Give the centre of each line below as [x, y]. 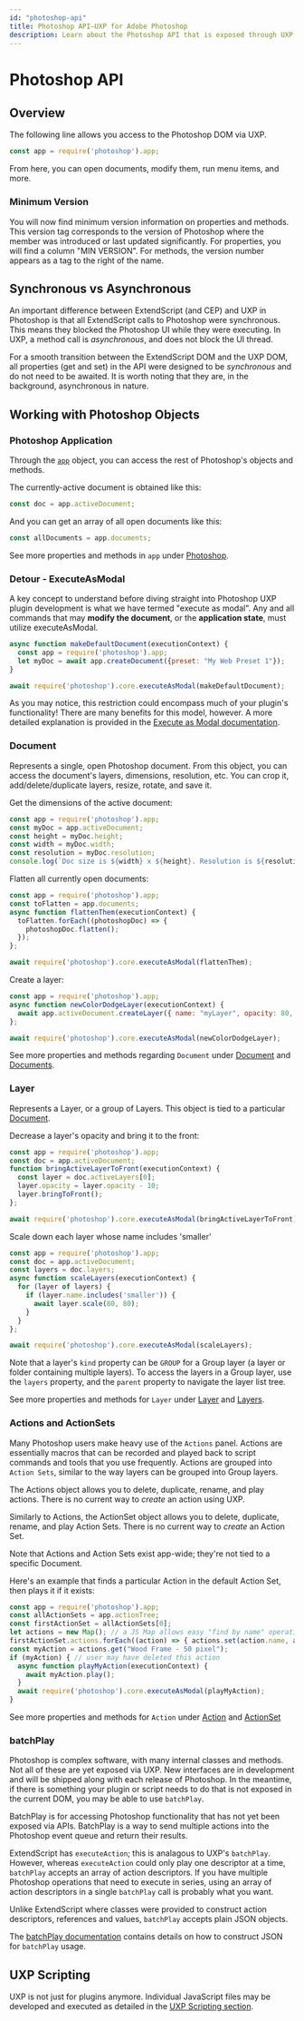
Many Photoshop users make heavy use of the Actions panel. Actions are [146, 1443]
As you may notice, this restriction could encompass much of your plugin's [149, 703]
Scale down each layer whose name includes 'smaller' [110, 1236]
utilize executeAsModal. [54, 628]
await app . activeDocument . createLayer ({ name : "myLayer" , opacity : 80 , [156, 1013]
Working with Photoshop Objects [105, 414]
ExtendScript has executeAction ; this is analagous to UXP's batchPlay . [140, 1853]
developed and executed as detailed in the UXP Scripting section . [132, 2006]
